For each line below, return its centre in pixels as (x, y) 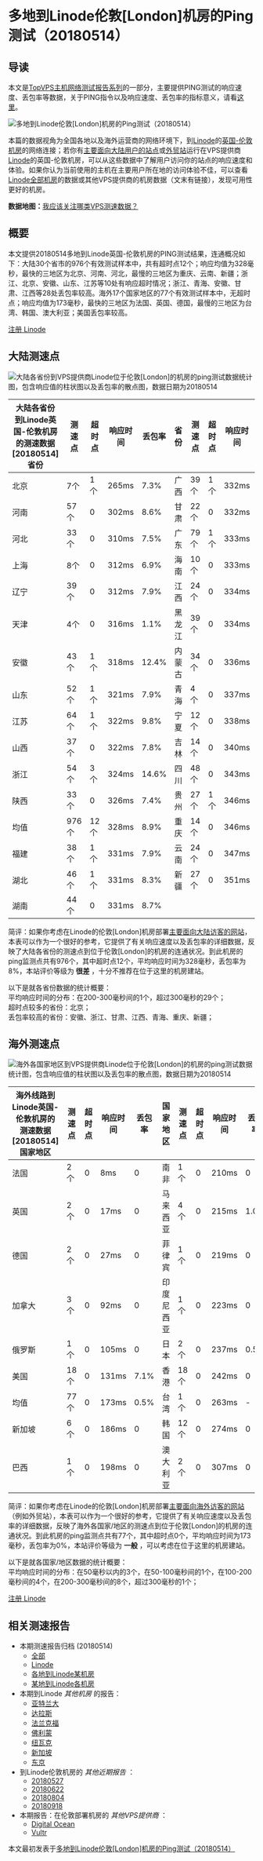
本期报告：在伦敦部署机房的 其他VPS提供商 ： (94, 1815)
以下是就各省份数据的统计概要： (59, 987)
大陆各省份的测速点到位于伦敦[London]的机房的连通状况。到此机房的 (133, 951)
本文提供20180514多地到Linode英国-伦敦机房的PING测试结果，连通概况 (123, 254)
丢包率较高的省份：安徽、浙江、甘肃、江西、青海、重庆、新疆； (111, 1016)
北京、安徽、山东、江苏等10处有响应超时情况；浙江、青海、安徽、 (128, 283)
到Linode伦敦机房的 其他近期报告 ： (77, 1772)
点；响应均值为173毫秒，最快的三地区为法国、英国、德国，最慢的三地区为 (127, 302)
